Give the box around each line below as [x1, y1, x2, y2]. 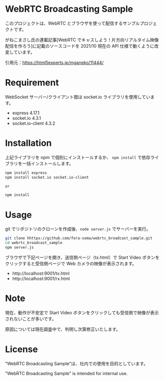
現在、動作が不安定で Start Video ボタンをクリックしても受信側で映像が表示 [5, 309, 159, 315]
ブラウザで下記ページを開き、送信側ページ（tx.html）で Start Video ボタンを [5, 254, 160, 260]
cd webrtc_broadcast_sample [5, 241, 63, 245]
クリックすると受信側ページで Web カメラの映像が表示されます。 [5, 260, 137, 266]
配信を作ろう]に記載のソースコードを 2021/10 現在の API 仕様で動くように [5, 43, 155, 49]
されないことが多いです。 [5, 316, 56, 322]
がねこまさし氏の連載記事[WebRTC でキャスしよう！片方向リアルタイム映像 [5, 37, 159, 43]
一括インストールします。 [22, 161, 74, 166]
